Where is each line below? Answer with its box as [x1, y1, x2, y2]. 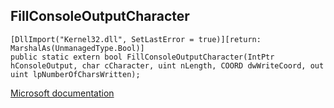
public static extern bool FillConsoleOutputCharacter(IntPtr [10, 52, 275, 62]
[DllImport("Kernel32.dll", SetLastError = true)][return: [10, 34, 262, 44]
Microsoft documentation [10, 87, 115, 99]
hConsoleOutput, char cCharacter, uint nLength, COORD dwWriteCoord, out [10, 60, 325, 71]
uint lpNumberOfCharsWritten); [10, 69, 141, 79]
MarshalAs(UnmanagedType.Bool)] [10, 43, 145, 53]
